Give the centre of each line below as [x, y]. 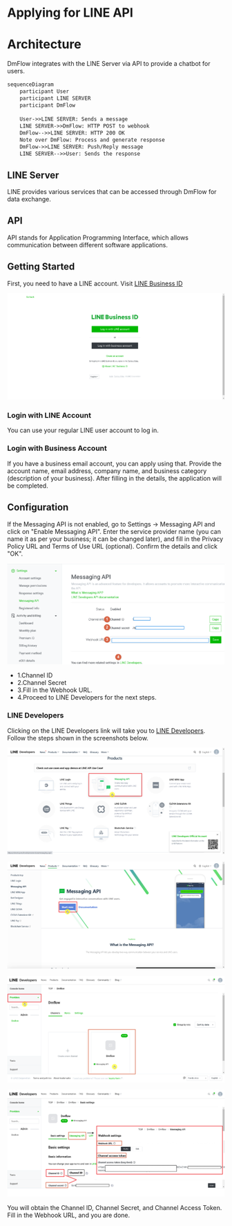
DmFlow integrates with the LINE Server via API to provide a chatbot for [109, 64]
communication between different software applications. [87, 245]
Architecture [44, 45]
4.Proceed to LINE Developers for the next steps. [87, 698]
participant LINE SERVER [55, 98]
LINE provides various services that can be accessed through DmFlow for [112, 191]
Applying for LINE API [70, 13]
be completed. [28, 486]
